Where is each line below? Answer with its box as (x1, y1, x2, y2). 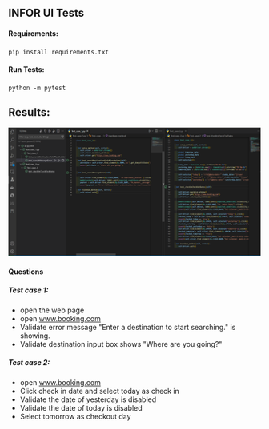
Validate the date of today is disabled (19, 403, 143, 413)
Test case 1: (8, 285, 49, 295)
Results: (8, 105, 50, 119)
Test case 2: (8, 357, 50, 367)
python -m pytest (8, 84, 66, 92)
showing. (19, 331, 50, 340)
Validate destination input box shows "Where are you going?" (19, 340, 223, 349)
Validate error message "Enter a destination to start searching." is (19, 323, 236, 332)
